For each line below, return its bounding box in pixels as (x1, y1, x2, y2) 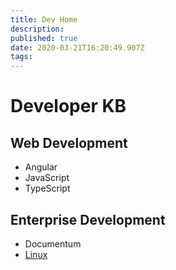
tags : (10, 52, 33, 62)
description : (10, 24, 65, 34)
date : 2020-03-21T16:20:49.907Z (10, 42, 145, 53)
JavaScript (24, 172, 70, 184)
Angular (24, 161, 58, 173)
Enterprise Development (10, 211, 166, 228)
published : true (10, 33, 78, 43)
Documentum (24, 237, 82, 250)
